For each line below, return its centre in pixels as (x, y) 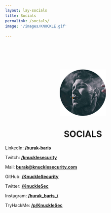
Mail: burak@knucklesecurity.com (41, 167)
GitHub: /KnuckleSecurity (32, 177)
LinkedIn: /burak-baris (28, 148)
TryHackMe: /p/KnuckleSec (34, 206)
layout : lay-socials (26, 10)
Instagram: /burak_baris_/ (32, 196)
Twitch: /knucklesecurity (31, 158)
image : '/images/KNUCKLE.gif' (36, 26)
